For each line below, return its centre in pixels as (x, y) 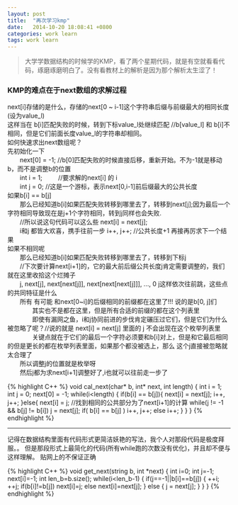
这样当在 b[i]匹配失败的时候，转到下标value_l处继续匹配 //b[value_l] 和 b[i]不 (119, 125)
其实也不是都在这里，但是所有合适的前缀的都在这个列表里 (115, 311)
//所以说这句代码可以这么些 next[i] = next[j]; (84, 222)
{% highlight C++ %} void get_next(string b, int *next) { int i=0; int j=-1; (111, 471)
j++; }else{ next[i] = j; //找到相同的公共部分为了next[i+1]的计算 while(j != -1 (116, 403)
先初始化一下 (26, 151)
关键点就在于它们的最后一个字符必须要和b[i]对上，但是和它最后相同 (130, 337)
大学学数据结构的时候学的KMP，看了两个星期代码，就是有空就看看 (121, 62)
